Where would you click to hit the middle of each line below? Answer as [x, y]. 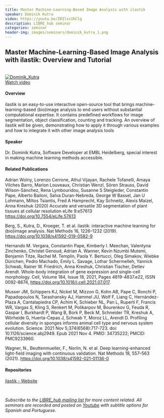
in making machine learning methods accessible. [54, 158]
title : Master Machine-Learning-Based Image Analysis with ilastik [75, 10]
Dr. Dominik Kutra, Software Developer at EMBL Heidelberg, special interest [81, 153]
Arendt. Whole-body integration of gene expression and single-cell [73, 272]
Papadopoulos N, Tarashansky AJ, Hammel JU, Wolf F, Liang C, [69, 297]
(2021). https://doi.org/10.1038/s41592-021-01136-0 [57, 359]
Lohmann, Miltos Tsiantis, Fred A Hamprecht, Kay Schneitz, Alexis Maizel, [79, 201]
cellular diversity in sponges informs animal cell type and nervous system [79, 323]
